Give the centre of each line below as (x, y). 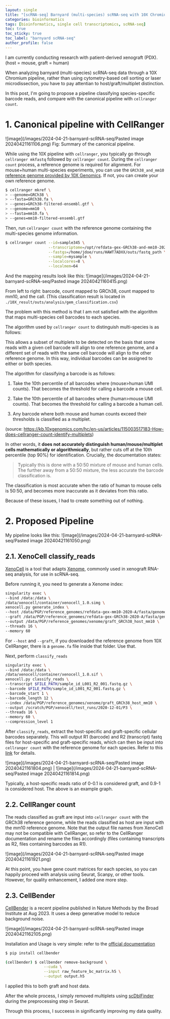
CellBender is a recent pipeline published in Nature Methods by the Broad (82, 908)
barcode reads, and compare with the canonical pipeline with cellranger (81, 98)
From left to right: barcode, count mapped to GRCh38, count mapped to (80, 291)
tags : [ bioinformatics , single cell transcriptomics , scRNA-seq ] (75, 24)
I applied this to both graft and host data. (48, 986)
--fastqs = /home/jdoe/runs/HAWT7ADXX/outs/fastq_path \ (107, 252)
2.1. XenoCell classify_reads (50, 557)
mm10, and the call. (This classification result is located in (65, 297)
